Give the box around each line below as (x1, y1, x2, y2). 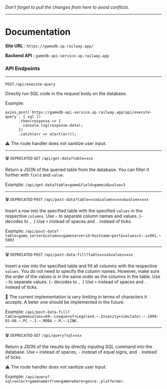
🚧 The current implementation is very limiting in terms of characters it (5, 294, 148, 300)
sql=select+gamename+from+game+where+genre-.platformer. (5, 379, 126, 384)
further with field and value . (5, 172, 65, 178)
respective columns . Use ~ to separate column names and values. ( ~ (5, 213, 143, 219)
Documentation (5, 26, 71, 38)
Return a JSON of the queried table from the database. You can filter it (5, 167, 150, 173)
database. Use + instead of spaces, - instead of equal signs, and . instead (5, 349, 157, 355)
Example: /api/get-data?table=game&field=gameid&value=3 (5, 182, 126, 188)
